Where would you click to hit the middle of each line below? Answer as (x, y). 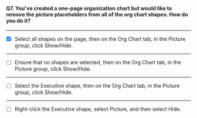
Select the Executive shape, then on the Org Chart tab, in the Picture (97, 86)
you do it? (18, 20)
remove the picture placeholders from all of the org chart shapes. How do (97, 14)
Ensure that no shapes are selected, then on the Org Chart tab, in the (98, 63)
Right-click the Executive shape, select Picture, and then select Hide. (98, 109)
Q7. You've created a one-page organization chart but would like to (89, 8)
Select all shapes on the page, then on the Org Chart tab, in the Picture (100, 39)
